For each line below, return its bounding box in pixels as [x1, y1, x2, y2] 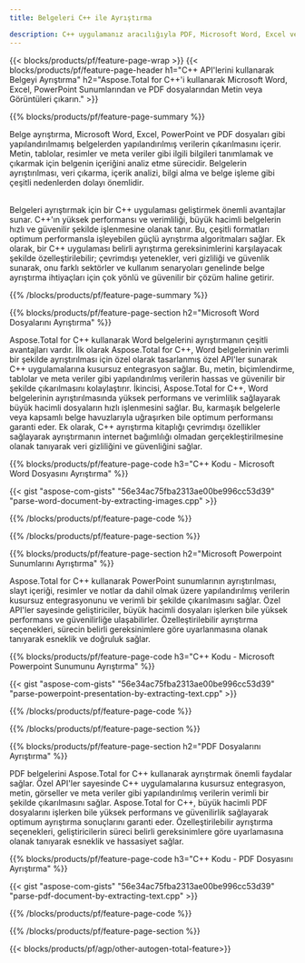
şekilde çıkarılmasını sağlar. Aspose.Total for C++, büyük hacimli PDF [9, 797, 268, 808]
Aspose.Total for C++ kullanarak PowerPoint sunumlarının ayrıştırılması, [9, 575, 277, 587]
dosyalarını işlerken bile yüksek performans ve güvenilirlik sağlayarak [9, 807, 270, 818]
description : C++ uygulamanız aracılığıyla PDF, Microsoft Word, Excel [9, 29, 286, 39]
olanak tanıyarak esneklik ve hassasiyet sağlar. [9, 836, 184, 847]
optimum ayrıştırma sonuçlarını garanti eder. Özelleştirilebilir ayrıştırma [9, 816, 274, 828]
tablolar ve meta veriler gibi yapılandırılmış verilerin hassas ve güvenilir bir [9, 373, 286, 384]
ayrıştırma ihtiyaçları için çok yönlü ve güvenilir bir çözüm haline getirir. [9, 272, 275, 283]
